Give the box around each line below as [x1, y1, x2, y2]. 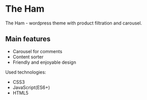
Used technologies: [5, 69, 46, 75]
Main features [5, 35, 51, 43]
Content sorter [12, 54, 44, 60]
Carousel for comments [12, 48, 63, 54]
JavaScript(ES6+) [12, 84, 50, 90]
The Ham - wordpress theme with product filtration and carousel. [5, 20, 142, 26]
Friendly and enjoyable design [12, 59, 77, 65]
